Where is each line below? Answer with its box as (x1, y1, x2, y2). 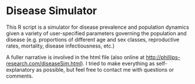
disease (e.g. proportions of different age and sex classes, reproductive (6, 36, 180, 43)
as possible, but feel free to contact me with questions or (36, 66, 174, 73)
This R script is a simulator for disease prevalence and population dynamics (6, 23, 189, 31)
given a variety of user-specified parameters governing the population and (6, 29, 187, 36)
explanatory (6, 66, 35, 73)
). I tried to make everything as (81, 60, 155, 67)
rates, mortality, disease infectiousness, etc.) (6, 42, 115, 49)
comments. (6, 72, 33, 79)
